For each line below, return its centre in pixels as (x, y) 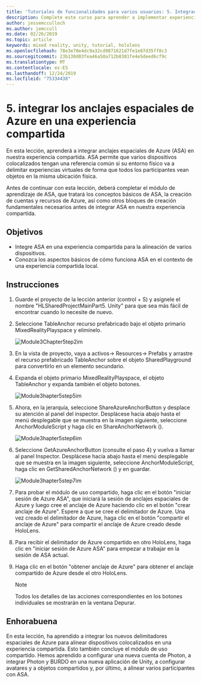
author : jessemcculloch (36, 23)
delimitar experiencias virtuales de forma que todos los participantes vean (98, 170)
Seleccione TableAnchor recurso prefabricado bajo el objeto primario (100, 323)
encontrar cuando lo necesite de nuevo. (64, 312)
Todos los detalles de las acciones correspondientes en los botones (98, 596)
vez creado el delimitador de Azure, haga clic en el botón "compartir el (102, 518)
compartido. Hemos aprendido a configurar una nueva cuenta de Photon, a (99, 655)
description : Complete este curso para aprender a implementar (87, 17)
